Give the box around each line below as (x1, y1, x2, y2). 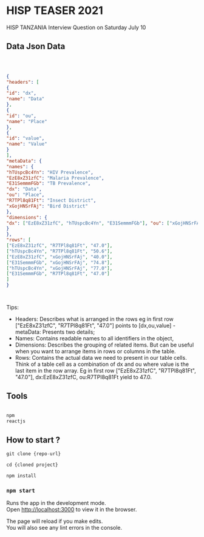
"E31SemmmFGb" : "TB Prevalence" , (6, 180, 91, 187)
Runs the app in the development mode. (6, 499, 106, 507)
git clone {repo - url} (6, 451, 61, 457)
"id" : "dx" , (6, 90, 36, 96)
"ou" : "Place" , (6, 192, 45, 198)
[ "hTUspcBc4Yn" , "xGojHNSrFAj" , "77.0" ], (6, 265, 113, 271)
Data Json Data (6, 41, 66, 52)
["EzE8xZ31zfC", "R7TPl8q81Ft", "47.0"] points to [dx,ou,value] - (15, 322, 176, 329)
